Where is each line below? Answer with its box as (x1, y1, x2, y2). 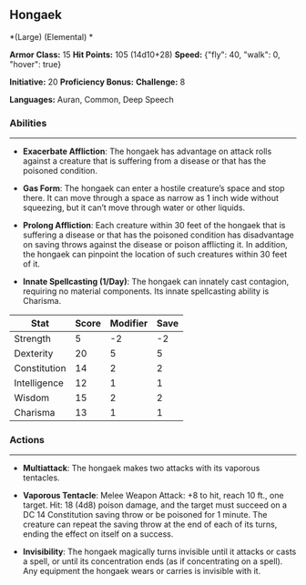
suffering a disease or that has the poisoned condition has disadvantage (22, 229, 294, 240)
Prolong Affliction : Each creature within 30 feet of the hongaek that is (22, 220, 286, 231)
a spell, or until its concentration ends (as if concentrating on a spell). (22, 556, 283, 567)
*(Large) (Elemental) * (9, 31, 94, 42)
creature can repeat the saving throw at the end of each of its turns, (22, 519, 278, 530)
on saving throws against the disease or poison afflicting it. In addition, (22, 239, 289, 250)
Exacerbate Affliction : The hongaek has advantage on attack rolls (22, 146, 272, 157)
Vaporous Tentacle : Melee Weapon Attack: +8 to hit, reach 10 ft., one (22, 490, 284, 501)
